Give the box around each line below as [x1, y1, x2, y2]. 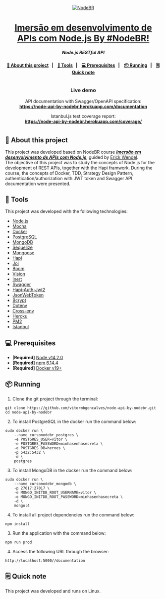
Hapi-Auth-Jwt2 [12, 287, 46, 293]
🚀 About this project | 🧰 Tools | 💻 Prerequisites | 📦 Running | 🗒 [6, 62, 160, 68]
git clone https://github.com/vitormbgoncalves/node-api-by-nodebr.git [5, 405, 156, 410]
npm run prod [5, 540, 32, 545]
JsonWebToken [12, 292, 44, 298]
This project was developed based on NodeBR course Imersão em [5, 149, 141, 155]
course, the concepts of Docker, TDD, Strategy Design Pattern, [5, 170, 134, 176]
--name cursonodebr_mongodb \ [14, 481, 77, 486]
